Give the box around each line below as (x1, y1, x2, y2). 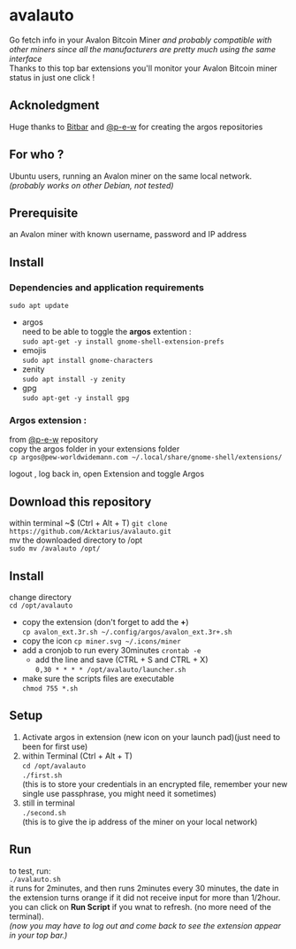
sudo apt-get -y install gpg (21, 394, 130, 403)
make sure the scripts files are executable (21, 673, 175, 683)
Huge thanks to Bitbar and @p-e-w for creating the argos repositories (9, 121, 263, 132)
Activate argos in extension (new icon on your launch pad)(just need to (21, 731, 281, 742)
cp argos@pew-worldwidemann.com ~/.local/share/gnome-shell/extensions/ (9, 453, 283, 462)
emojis (21, 345, 47, 356)
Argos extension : (9, 413, 87, 426)
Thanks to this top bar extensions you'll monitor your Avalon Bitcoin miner (9, 63, 278, 73)
